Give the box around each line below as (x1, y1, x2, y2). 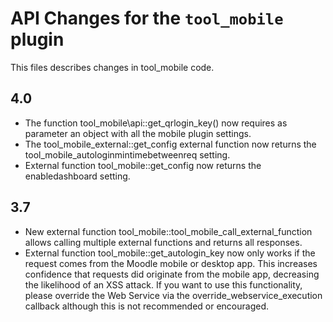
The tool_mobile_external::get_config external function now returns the (24, 138, 317, 150)
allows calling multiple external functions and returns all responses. (24, 236, 303, 248)
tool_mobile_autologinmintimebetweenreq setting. (24, 148, 231, 161)
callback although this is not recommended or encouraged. (24, 300, 270, 312)
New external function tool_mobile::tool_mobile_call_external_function (24, 225, 313, 237)
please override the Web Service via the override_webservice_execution (24, 289, 323, 301)
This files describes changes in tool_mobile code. (10, 61, 215, 73)
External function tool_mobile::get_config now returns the (24, 159, 262, 171)
